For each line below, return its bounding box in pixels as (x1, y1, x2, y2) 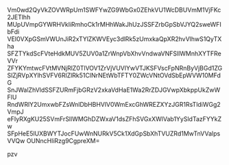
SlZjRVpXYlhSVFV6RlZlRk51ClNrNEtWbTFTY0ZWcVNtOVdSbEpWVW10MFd (7, 71, 221, 79)
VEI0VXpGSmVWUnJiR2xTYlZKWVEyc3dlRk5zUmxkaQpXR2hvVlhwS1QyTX (7, 35, 222, 43)
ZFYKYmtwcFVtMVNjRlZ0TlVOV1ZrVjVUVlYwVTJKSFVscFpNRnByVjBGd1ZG (7, 64, 223, 72)
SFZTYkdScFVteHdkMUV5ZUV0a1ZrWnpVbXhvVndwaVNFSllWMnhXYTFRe (7, 49, 221, 58)
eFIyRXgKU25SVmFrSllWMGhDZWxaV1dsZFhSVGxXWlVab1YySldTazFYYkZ (7, 115, 222, 123)
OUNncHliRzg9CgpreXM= (26, 137, 100, 144)
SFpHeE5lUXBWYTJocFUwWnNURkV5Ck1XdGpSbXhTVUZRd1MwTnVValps (7, 129, 221, 138)
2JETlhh (7, 13, 31, 21)
